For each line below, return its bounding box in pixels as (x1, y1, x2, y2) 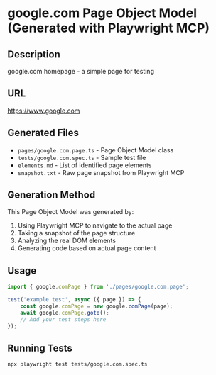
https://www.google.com (7, 106, 80, 115)
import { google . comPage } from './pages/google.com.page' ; (7, 284, 190, 291)
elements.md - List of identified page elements (17, 161, 152, 169)
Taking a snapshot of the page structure (17, 229, 136, 237)
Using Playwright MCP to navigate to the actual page (17, 221, 173, 230)
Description (7, 48, 60, 60)
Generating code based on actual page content (17, 244, 156, 252)
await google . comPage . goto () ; (20, 309, 110, 316)
